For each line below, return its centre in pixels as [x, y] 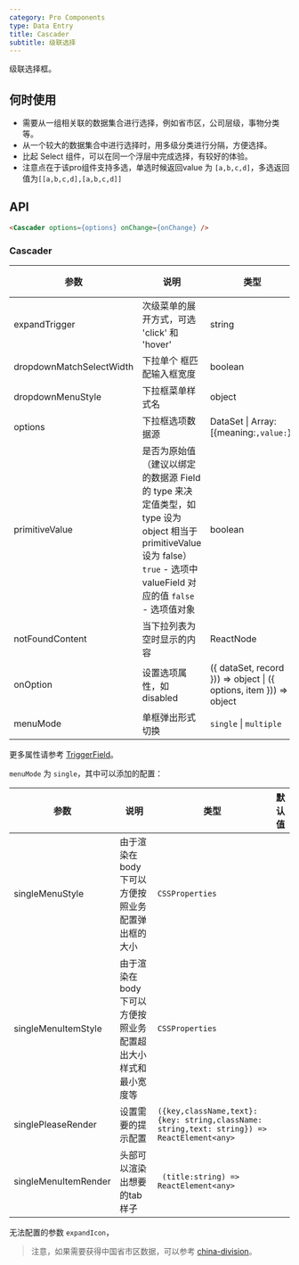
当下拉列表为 [169, 626]
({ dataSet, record [247, 668]
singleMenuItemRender [62, 1181]
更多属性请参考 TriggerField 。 [64, 755]
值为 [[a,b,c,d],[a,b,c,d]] [72, 178]
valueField [163, 583]
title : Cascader [39, 34]
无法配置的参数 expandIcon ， [61, 1233]
